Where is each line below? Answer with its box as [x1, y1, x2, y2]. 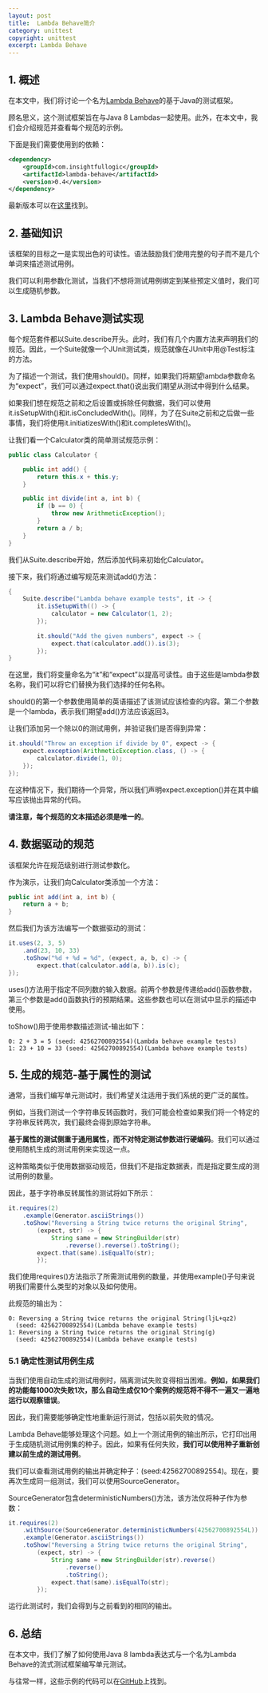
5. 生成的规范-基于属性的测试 [8, 1068, 152, 1081]
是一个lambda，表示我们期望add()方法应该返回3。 [8, 707, 174, 716]
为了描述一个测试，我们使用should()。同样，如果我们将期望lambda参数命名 [8, 371, 256, 380]
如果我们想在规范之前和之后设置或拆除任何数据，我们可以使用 [8, 398, 211, 407]
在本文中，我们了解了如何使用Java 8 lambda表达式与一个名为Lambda [8, 1650, 237, 1659]
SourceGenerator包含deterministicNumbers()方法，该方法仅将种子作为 [8, 1493, 241, 1502]
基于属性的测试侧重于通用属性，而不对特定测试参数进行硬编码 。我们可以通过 [8, 1135, 260, 1144]
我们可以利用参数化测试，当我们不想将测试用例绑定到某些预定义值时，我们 [8, 276, 253, 286]
